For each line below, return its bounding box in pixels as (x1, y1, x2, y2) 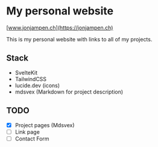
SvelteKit (14, 69, 38, 76)
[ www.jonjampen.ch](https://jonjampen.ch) (6, 24, 113, 31)
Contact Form (14, 135, 49, 142)
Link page (14, 128, 40, 136)
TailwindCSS (14, 75, 47, 82)
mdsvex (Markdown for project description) (14, 88, 124, 95)
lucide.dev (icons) (14, 82, 60, 89)
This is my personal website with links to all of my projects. (6, 35, 153, 43)
